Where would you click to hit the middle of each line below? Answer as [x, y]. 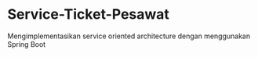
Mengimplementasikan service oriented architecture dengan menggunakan [129, 36]
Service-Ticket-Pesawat [89, 14]
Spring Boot [27, 44]
